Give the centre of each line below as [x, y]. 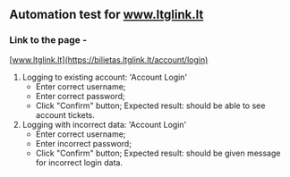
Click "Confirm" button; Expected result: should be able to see [150, 105]
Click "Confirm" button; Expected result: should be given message [158, 153]
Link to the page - [48, 40]
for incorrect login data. [79, 162]
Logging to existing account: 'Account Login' [105, 77]
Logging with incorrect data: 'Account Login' [104, 124]
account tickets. [65, 114]
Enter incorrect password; [84, 143]
